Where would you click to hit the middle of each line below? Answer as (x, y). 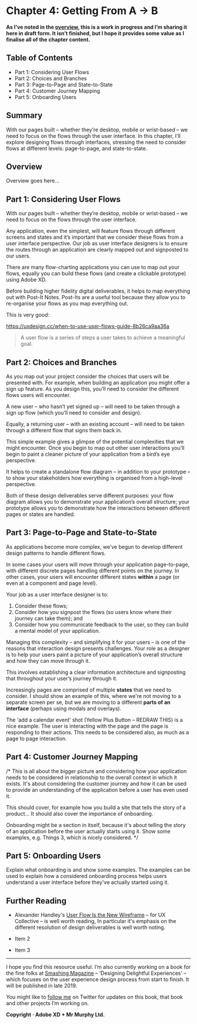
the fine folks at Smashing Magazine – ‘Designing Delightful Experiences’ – (96, 973)
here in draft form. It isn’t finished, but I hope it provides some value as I (95, 33)
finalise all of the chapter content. (48, 39)
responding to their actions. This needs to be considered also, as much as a (98, 732)
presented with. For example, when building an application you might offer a (98, 383)
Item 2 (22, 939)
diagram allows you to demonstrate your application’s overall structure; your (98, 502)
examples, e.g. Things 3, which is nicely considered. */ (72, 837)
